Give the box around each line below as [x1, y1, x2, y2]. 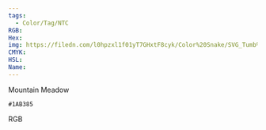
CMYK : [8, 48, 26, 56]
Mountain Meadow [8, 85, 70, 94]
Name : [8, 63, 26, 71]
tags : [8, 11, 26, 20]
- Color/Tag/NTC [15, 19, 69, 27]
